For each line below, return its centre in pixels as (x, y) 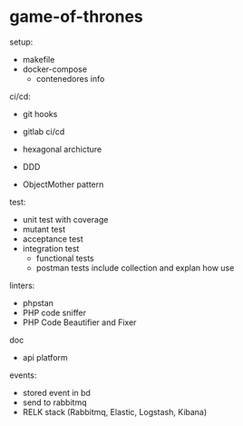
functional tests (65, 258)
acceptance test (53, 239)
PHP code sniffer (54, 312)
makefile (39, 59)
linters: (22, 285)
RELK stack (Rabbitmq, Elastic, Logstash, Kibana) (115, 411)
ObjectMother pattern (63, 184)
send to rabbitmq (54, 402)
